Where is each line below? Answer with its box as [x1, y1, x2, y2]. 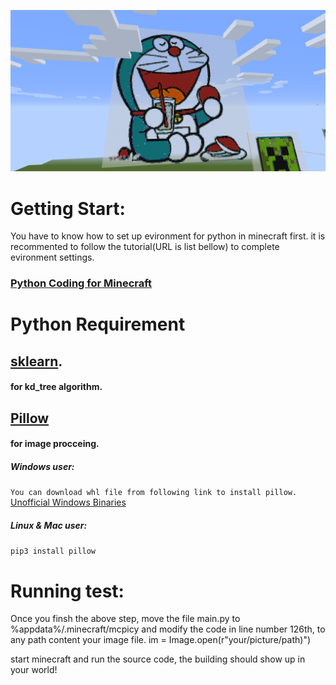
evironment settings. [10, 251, 95, 264]
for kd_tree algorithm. [10, 381, 103, 393]
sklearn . [10, 353, 63, 370]
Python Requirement [10, 313, 186, 336]
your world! [10, 664, 58, 676]
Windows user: [10, 461, 75, 472]
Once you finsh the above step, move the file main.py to [10, 613, 241, 625]
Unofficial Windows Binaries [10, 496, 127, 509]
